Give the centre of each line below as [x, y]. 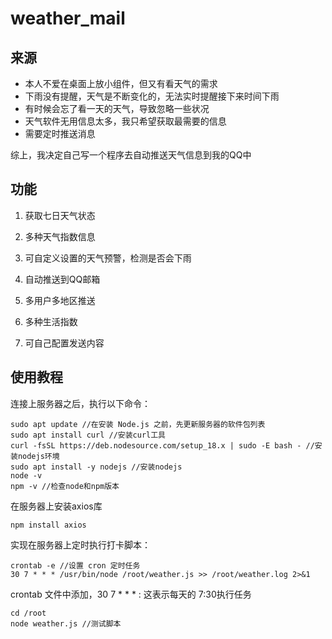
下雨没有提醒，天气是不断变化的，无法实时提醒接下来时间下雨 [152, 96]
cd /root [28, 613]
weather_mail [68, 18]
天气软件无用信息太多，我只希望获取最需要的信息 [125, 121]
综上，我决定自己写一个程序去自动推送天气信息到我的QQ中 [131, 155]
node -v [26, 475]
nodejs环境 [38, 456]
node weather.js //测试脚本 [66, 623]
